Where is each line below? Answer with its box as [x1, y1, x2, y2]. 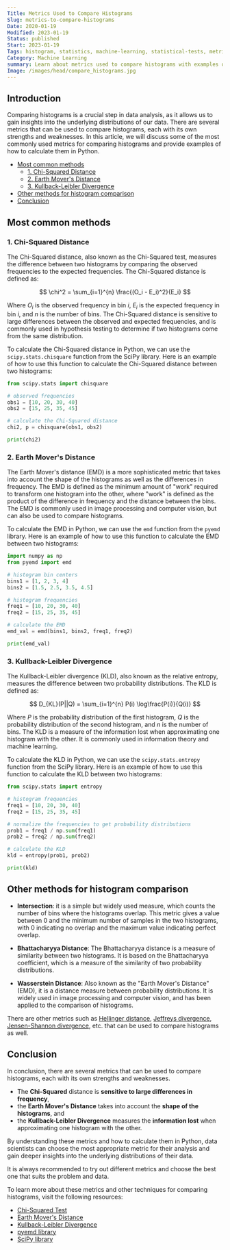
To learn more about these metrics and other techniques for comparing [7, 1185, 207, 1193]
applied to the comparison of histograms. [16, 1001, 133, 1009]
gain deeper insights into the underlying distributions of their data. [7, 1151, 194, 1160]
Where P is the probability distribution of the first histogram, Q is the [7, 713, 200, 722]
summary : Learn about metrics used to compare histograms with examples [7, 61, 219, 68]
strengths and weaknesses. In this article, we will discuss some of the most [7, 133, 220, 141]
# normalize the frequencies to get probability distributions [7, 821, 192, 828]
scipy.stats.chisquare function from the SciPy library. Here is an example [7, 352, 217, 360]
